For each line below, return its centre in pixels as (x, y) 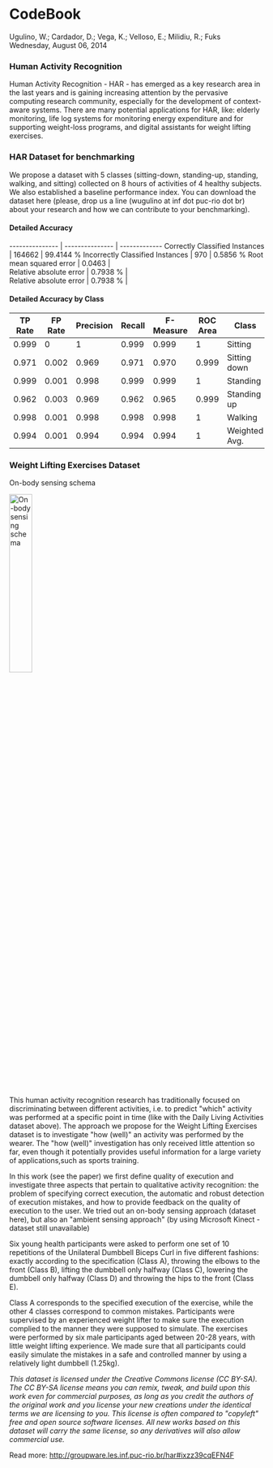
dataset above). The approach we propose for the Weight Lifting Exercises (133, 1126)
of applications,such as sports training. (74, 1161)
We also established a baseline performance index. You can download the (133, 192)
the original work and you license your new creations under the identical (130, 1405)
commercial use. (37, 1440)
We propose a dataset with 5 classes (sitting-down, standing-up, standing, (134, 175)
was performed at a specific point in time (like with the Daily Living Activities (136, 1118)
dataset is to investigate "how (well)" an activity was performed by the (126, 1135)
